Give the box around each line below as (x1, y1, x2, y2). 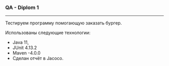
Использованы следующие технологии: (5, 29, 91, 36)
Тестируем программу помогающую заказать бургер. (5, 20, 122, 26)
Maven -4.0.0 (12, 50, 41, 56)
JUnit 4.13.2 (12, 44, 37, 51)
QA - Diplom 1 (5, 4, 39, 11)
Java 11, (12, 39, 29, 45)
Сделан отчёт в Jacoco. (12, 55, 64, 61)
